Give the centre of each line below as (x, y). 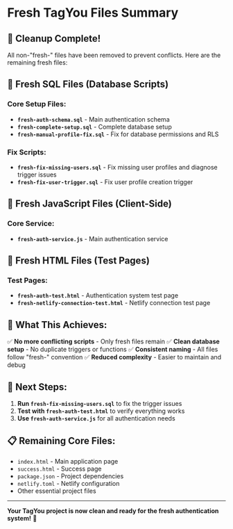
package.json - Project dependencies (70, 476)
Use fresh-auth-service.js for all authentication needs (96, 418)
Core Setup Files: (37, 104)
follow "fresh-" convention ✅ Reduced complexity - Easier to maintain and (114, 357)
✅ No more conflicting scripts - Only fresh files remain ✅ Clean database (113, 341)
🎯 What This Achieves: (57, 325)
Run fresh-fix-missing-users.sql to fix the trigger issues (100, 403)
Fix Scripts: (27, 152)
